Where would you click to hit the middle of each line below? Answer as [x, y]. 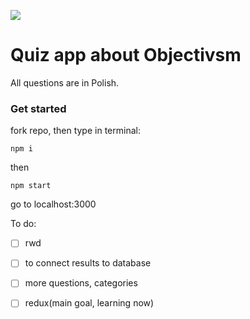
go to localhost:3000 [53, 204]
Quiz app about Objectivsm [126, 55]
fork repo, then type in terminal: [75, 131]
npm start [31, 186]
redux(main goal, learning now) [89, 303]
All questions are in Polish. [65, 82]
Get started [38, 108]
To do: [23, 224]
